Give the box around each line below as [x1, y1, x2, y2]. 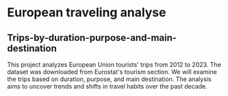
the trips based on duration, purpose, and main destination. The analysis [7, 75, 212, 83]
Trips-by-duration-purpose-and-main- [7, 32, 177, 44]
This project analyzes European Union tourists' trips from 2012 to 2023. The [7, 61, 221, 69]
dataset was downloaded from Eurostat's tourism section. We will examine [7, 68, 217, 76]
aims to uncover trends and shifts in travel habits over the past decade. [7, 82, 207, 90]
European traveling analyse [7, 5, 166, 20]
